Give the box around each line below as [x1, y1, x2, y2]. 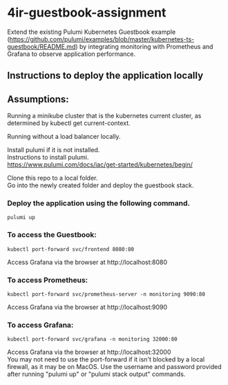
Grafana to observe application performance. [7, 50, 136, 58]
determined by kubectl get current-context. [7, 119, 131, 127]
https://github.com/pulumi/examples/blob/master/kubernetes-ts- [9, 35, 195, 43]
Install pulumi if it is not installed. [7, 146, 100, 154]
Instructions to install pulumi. [7, 153, 89, 162]
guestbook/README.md [7, 42, 76, 50]
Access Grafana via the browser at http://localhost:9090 [7, 303, 168, 312]
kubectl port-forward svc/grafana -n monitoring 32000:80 [7, 336, 178, 343]
